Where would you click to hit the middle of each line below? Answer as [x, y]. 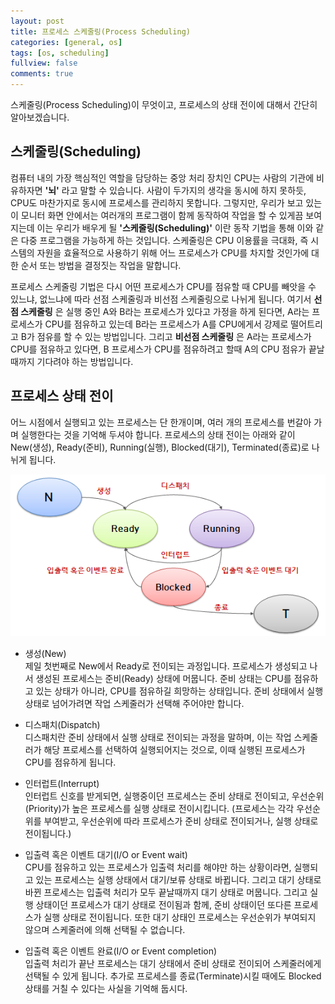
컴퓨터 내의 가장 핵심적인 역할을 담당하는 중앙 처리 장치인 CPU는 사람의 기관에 [162, 177]
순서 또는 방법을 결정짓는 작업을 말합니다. [101, 265]
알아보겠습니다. [40, 117]
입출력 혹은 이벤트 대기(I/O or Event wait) [106, 855]
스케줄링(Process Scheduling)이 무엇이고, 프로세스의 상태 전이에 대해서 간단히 [164, 104]
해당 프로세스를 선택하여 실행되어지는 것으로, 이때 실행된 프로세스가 [174, 750]
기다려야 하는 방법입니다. [85, 361]
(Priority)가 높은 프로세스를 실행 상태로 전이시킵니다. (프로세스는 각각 [159, 809]
